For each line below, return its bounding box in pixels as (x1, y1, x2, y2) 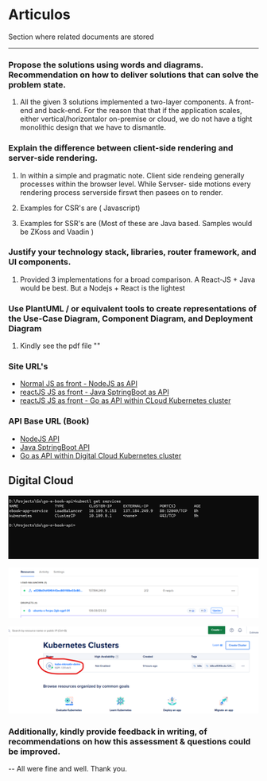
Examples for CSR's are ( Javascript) (19, 203, 141, 213)
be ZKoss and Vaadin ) (19, 227, 94, 236)
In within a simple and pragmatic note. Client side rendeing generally (19, 170, 245, 180)
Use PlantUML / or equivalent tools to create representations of (8, 303, 257, 314)
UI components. (8, 256, 72, 267)
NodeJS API (19, 434, 60, 443)
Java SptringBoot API (19, 442, 90, 451)
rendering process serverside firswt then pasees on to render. (19, 187, 224, 197)
